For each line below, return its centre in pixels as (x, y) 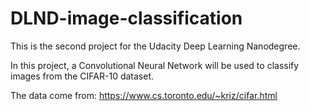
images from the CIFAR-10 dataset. (82, 76)
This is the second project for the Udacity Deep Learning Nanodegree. (155, 46)
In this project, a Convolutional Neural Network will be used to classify (155, 65)
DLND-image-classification (126, 18)
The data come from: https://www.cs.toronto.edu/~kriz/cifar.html (144, 95)
